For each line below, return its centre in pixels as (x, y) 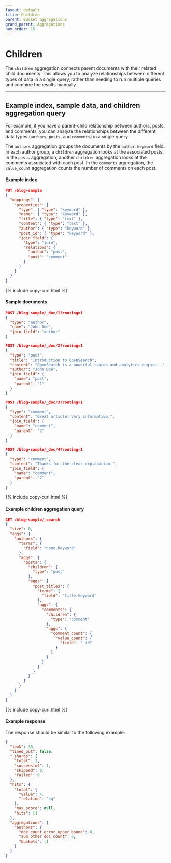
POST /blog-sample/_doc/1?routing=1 (44, 313)
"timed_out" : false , (32, 751)
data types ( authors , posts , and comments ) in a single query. (67, 136)
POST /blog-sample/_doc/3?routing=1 (44, 402)
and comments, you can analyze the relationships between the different (80, 131)
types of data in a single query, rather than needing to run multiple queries (83, 79)
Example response (25, 721)
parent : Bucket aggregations (36, 19)
